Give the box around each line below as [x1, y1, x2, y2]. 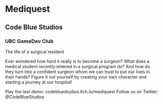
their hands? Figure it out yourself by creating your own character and [5, 74, 147, 79]
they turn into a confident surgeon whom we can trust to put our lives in [5, 69, 150, 75]
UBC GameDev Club [5, 38, 54, 45]
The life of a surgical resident [5, 49, 64, 54]
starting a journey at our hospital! [5, 79, 72, 85]
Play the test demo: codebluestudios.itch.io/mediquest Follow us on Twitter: [5, 88, 159, 94]
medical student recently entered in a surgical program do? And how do [5, 63, 151, 69]
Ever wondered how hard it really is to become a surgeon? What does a [5, 58, 150, 64]
